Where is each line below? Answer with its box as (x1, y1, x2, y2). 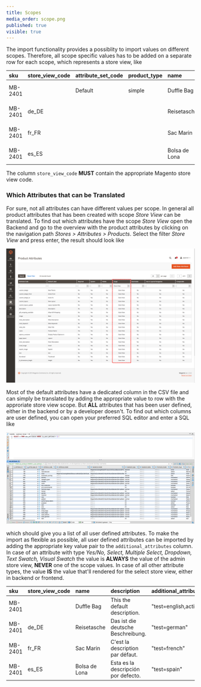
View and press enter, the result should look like (6, 237, 124, 244)
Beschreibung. (110, 630, 147, 637)
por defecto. (110, 672, 141, 679)
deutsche (110, 624, 134, 631)
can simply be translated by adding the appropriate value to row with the (6, 395, 185, 402)
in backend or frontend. (6, 574, 65, 581)
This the (110, 596, 131, 603)
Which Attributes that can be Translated (6, 191, 126, 199)
